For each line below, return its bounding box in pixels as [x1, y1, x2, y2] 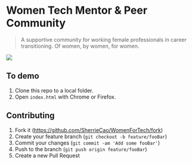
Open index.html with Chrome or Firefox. [14, 93, 116, 100]
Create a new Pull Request [14, 152, 80, 159]
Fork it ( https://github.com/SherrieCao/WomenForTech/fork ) [14, 126, 163, 133]
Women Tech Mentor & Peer [6, 4, 148, 17]
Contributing [6, 111, 55, 121]
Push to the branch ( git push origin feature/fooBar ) [14, 145, 147, 152]
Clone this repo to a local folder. [14, 87, 94, 94]
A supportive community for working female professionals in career [20, 36, 187, 43]
